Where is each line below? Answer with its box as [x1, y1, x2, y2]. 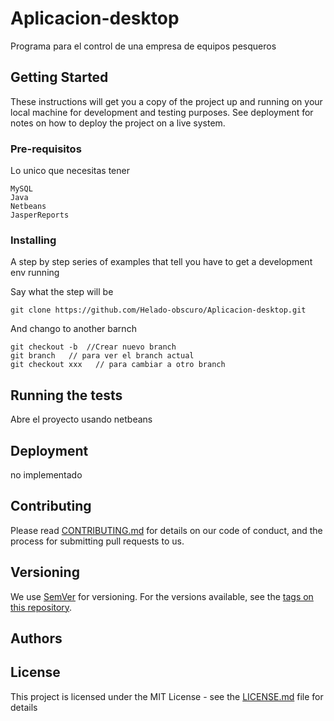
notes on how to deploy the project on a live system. [10, 117, 226, 129]
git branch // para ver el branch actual [10, 351, 195, 361]
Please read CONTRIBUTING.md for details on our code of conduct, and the [10, 524, 323, 536]
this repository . [10, 601, 73, 613]
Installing [10, 233, 57, 247]
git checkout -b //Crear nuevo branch [10, 342, 177, 352]
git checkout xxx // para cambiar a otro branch [10, 360, 226, 370]
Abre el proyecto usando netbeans [10, 413, 153, 426]
